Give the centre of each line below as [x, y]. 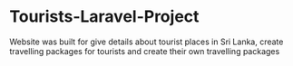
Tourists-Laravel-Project [104, 17]
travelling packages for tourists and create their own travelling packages [145, 51]
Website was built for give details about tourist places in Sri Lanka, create [146, 42]
